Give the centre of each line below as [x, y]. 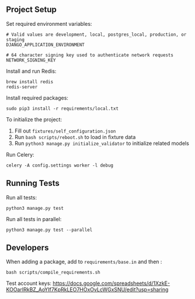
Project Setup [32, 10]
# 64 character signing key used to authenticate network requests [90, 55]
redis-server [22, 87]
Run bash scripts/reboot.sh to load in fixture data [75, 137]
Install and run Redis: [31, 71]
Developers [27, 248]
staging [15, 40]
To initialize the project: [34, 119]
